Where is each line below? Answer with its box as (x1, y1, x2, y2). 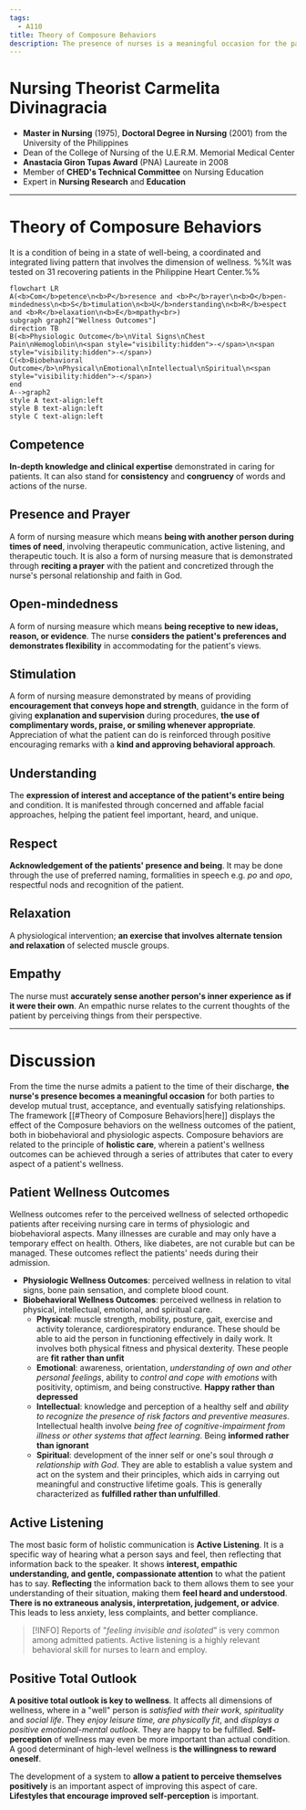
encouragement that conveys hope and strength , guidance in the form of (9, 700, 290, 711)
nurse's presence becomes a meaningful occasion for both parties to (9, 1090, 275, 1101)
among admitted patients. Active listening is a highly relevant (31, 1635, 260, 1646)
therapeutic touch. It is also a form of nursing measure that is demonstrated (9, 550, 293, 562)
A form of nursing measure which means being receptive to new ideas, (9, 620, 279, 631)
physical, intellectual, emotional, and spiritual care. (22, 1304, 213, 1315)
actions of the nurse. (9, 480, 87, 491)
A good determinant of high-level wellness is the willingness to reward (9, 1743, 277, 1754)
